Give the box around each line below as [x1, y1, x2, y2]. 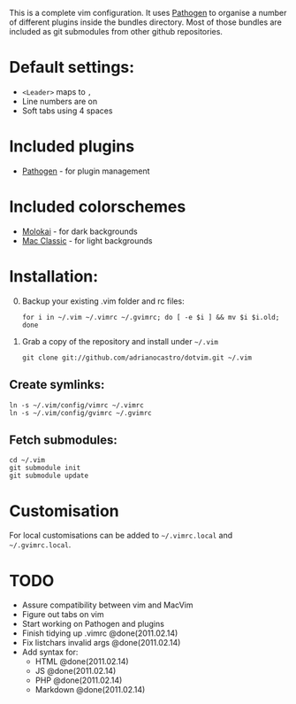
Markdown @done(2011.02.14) [34, 685, 146, 695]
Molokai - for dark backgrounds [21, 226, 139, 236]
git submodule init [9, 464, 81, 473]
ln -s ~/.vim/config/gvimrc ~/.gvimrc [9, 408, 152, 417]
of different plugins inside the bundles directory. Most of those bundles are [9, 17, 283, 27]
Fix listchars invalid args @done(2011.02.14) [21, 638, 181, 648]
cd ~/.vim [9, 456, 46, 465]
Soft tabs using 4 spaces [21, 105, 113, 116]
